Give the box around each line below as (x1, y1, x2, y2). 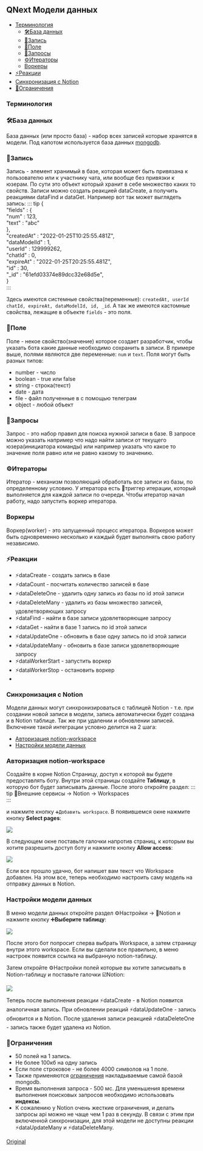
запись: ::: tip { (6, 200, 44, 207)
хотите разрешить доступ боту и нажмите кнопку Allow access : (6, 844, 173, 852)
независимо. (6, 539, 40, 547)
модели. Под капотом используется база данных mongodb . (6, 139, 161, 146)
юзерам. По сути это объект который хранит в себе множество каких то (6, 180, 196, 188)
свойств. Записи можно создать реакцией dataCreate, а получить (6, 187, 178, 194)
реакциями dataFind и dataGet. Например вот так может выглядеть (6, 194, 182, 201)
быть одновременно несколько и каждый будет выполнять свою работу (6, 533, 196, 540)
